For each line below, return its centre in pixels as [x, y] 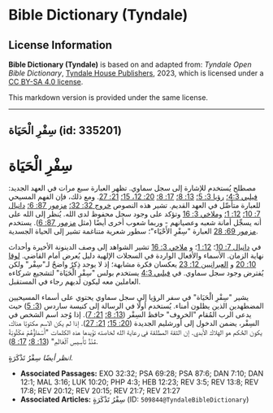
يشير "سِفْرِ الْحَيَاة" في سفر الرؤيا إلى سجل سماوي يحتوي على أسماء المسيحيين [129, 298]
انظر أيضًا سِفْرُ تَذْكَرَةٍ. [41, 358]
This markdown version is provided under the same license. [108, 98]
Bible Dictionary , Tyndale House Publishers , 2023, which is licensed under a [136, 73]
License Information [60, 45]
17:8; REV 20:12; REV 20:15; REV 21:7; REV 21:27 [100, 391]
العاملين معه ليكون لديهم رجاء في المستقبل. [75, 281]
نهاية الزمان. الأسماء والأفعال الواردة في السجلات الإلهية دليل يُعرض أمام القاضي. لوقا [136, 256]
